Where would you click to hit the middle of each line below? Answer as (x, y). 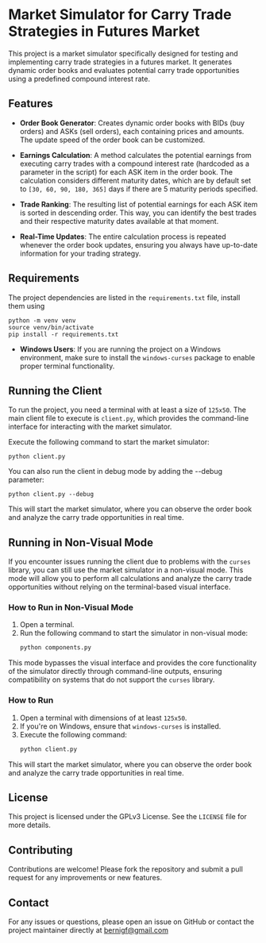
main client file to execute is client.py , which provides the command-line (129, 418)
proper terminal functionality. (67, 366)
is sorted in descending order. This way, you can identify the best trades (138, 213)
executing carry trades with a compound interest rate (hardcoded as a (135, 164)
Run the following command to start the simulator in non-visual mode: (134, 633)
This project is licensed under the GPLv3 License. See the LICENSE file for (128, 817)
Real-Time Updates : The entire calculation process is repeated (123, 237)
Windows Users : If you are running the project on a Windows (120, 349)
